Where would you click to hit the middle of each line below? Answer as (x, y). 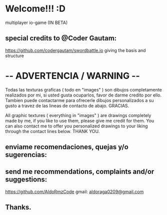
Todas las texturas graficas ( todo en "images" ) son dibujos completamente (84, 89)
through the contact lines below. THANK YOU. (52, 131)
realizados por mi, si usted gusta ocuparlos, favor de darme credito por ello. (83, 95)
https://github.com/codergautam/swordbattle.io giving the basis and (75, 50)
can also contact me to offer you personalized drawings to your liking (76, 126)
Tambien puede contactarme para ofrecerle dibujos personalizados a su (79, 100)
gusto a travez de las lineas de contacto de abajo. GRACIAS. (67, 105)
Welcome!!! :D (35, 9)
